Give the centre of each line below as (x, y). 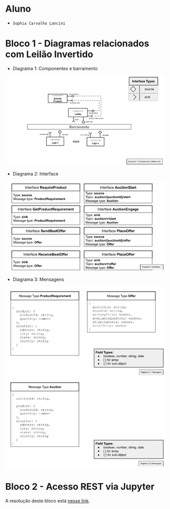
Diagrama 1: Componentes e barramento (55, 68)
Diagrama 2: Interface (35, 174)
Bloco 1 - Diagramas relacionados (77, 44)
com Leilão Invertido (49, 54)
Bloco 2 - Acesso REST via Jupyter (80, 487)
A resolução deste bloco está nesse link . (48, 501)
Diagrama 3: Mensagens (38, 279)
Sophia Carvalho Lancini (39, 23)
